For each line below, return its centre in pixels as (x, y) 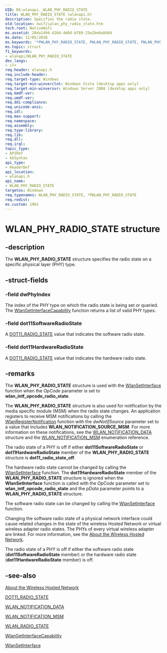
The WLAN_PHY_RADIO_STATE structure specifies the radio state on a (78, 259)
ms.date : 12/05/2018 (27, 38)
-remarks (20, 374)
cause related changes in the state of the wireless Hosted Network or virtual (83, 524)
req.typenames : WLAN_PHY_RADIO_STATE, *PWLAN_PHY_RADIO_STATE (71, 195)
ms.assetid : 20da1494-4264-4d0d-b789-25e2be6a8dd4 (59, 33)
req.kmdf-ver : (20, 93)
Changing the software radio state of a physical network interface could (79, 519)
